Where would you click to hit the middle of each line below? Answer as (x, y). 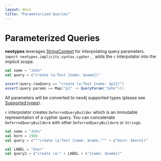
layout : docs (18, 9)
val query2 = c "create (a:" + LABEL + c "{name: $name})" (64, 154)
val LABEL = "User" (25, 149)
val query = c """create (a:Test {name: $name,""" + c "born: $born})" (77, 140)
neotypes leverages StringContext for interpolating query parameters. (75, 51)
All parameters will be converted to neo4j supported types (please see (75, 97)
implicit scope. (20, 62)
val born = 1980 (21, 136)
